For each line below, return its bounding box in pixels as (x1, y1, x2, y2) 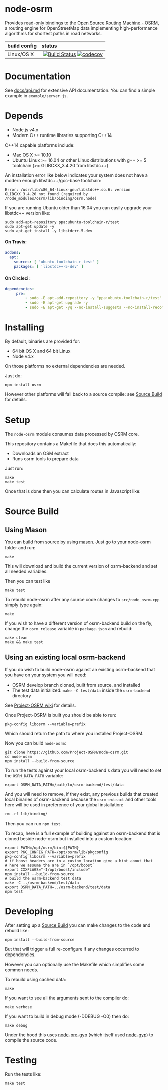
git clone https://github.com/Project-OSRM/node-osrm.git (5, 750, 128, 755)
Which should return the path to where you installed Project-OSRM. (5, 730, 144, 736)
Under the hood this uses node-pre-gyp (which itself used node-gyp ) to (5, 1032, 154, 1038)
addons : (5, 250, 21, 255)
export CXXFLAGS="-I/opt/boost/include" (5, 867, 91, 872)
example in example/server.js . (5, 92, 68, 98)
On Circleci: (5, 275, 30, 281)
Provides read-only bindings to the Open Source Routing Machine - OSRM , (5, 20, 159, 26)
